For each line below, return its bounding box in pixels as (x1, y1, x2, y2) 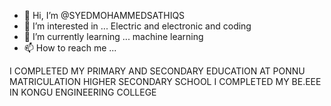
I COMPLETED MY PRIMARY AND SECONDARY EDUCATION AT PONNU (9, 65, 306, 77)
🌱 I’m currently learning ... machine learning (23, 31, 204, 42)
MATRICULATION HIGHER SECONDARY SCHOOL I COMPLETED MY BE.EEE (9, 76, 322, 87)
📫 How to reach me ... (23, 42, 117, 54)
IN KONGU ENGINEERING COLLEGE (9, 86, 157, 98)
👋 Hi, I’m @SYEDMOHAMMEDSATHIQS (23, 10, 186, 21)
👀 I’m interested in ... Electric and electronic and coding (23, 20, 252, 32)
